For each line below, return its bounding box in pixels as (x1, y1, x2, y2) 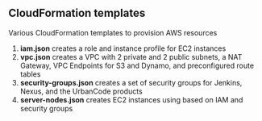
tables (19, 69, 41, 79)
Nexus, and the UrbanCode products (19, 86, 143, 96)
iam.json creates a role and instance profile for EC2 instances (19, 44, 227, 53)
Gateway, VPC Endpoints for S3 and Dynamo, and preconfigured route (19, 60, 255, 70)
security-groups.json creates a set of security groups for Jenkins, (19, 77, 243, 87)
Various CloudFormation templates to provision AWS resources (8, 27, 218, 37)
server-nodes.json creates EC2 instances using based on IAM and (19, 94, 243, 104)
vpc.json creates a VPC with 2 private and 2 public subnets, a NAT (19, 52, 243, 61)
